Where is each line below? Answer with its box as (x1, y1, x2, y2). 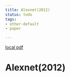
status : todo (5, 12, 32, 17)
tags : (5, 17, 16, 22)
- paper (5, 26, 21, 31)
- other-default (5, 21, 39, 27)
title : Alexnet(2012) (5, 7, 50, 13)
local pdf (5, 44, 23, 50)
